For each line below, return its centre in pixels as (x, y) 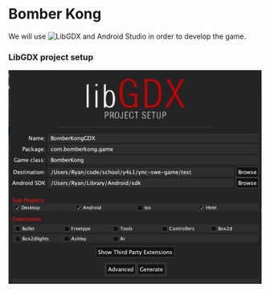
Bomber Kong (55, 14)
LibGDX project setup (51, 57)
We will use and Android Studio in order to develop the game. (127, 36)
